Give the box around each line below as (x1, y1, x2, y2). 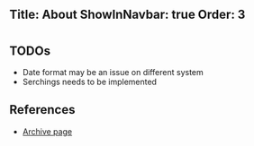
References (9, 102, 76, 117)
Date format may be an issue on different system (22, 67, 204, 77)
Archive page (22, 125, 73, 137)
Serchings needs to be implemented (22, 76, 158, 87)
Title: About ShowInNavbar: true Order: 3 (9, 7, 246, 22)
